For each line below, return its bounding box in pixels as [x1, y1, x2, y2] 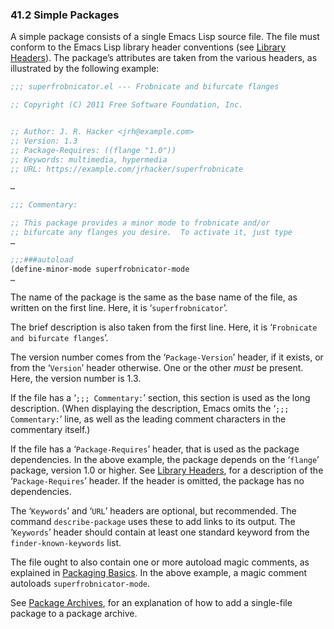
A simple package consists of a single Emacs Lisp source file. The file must [10, 31, 320, 43]
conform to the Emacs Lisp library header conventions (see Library [10, 41, 287, 53]
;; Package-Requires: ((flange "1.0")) [10, 145, 177, 155]
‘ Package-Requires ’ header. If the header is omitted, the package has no [10, 475, 305, 487]
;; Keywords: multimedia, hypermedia [10, 154, 168, 165]
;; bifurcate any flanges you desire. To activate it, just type [10, 228, 293, 238]
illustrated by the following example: [10, 63, 160, 75]
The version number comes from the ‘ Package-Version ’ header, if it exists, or [10, 351, 324, 363]
